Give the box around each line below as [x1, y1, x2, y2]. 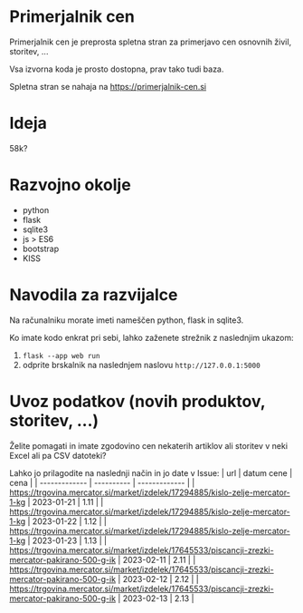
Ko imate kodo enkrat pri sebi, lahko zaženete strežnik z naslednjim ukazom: [9, 332, 294, 343]
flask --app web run [22, 351, 100, 360]
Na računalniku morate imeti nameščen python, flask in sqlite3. [9, 315, 244, 326]
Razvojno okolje [9, 175, 131, 196]
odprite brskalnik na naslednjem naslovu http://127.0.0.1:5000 [22, 359, 260, 370]
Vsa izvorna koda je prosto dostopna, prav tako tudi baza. [9, 63, 224, 74]
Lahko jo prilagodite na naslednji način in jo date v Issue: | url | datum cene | [9, 467, 293, 478]
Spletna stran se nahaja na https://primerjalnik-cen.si [9, 81, 206, 92]
